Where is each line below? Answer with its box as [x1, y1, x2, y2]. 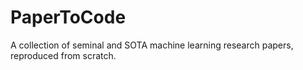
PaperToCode [10, 6, 127, 29]
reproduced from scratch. [10, 49, 117, 61]
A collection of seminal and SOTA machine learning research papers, [10, 39, 294, 51]
